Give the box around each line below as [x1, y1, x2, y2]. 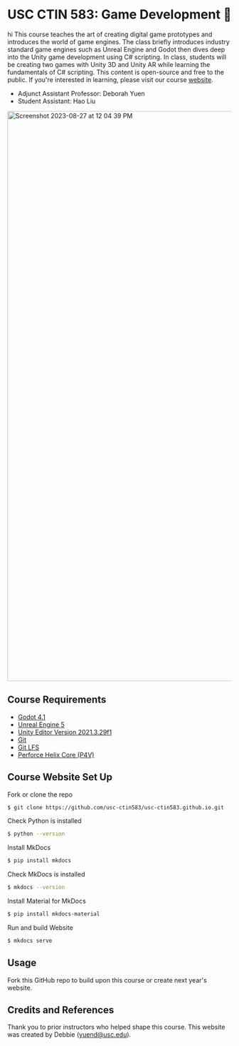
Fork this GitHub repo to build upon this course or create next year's [7, 975, 208, 984]
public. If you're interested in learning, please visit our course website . [7, 75, 213, 84]
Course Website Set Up [7, 771, 112, 783]
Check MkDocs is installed [7, 870, 85, 879]
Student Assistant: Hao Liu [17, 96, 96, 105]
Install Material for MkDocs [7, 897, 87, 906]
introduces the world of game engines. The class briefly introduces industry [7, 37, 230, 46]
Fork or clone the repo [7, 790, 73, 799]
